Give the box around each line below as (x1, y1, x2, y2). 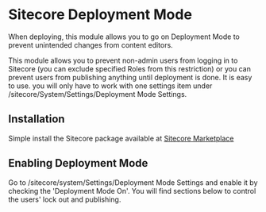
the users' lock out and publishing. (8, 195, 121, 204)
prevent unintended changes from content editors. (8, 40, 173, 49)
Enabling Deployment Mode (8, 156, 148, 170)
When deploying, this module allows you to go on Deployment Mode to (8, 32, 240, 41)
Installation (8, 113, 65, 126)
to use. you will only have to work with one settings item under (8, 81, 213, 91)
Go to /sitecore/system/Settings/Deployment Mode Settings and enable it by (8, 177, 258, 187)
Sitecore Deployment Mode (8, 6, 193, 24)
